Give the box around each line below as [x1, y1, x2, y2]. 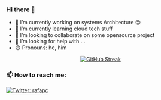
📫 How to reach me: [6, 71, 67, 79]
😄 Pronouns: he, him [14, 44, 67, 51]
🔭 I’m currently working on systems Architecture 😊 [14, 19, 141, 26]
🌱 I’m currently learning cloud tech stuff [14, 25, 113, 32]
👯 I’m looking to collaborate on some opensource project [14, 32, 155, 39]
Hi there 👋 [6, 5, 36, 14]
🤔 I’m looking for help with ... [14, 38, 86, 45]
